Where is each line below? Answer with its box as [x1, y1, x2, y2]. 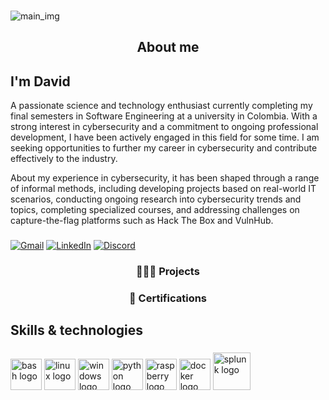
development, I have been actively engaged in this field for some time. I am [10, 131, 320, 144]
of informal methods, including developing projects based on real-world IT [10, 183, 317, 195]
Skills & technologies [10, 322, 143, 339]
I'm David [10, 73, 71, 90]
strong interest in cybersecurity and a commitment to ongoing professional [10, 121, 319, 133]
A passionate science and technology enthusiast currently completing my [10, 100, 313, 112]
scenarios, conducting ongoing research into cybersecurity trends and [10, 193, 302, 205]
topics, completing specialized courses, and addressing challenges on [10, 204, 300, 216]
